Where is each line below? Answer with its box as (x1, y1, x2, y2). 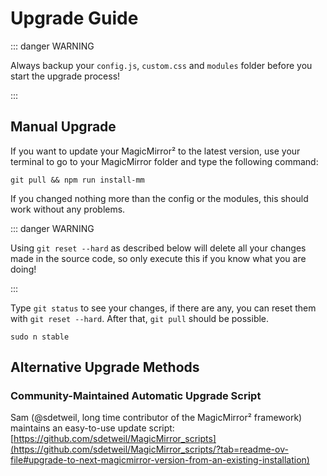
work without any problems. (10, 203, 126, 215)
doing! (10, 263, 37, 275)
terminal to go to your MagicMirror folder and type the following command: (10, 155, 319, 167)
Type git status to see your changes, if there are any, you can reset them (10, 302, 317, 314)
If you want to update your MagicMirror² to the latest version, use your (10, 145, 301, 157)
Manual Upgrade (10, 118, 117, 136)
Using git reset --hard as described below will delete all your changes (10, 242, 307, 254)
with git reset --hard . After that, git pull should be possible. (10, 312, 270, 324)
